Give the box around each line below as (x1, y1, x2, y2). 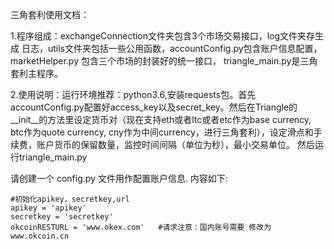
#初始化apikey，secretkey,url (10, 194, 130, 204)
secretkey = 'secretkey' (10, 212, 114, 222)
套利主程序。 (10, 68, 63, 79)
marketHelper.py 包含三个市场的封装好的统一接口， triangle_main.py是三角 (10, 55, 318, 67)
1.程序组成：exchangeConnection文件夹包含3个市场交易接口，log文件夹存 (10, 30, 316, 42)
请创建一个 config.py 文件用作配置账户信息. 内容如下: (10, 173, 228, 184)
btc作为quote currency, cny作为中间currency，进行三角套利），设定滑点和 (10, 126, 314, 138)
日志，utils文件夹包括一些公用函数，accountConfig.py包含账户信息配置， (21, 43, 323, 54)
